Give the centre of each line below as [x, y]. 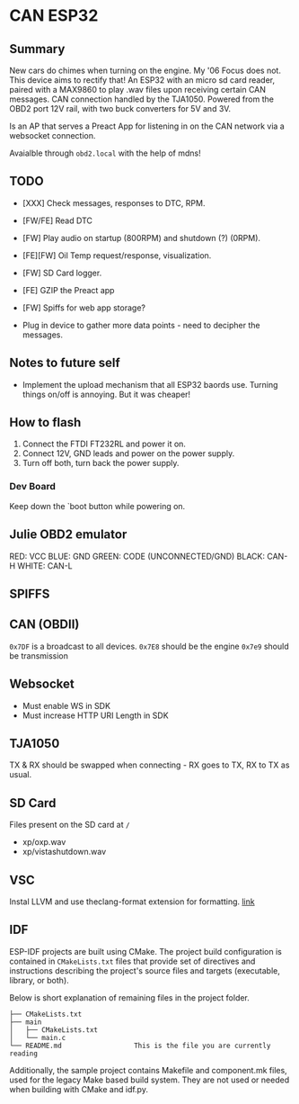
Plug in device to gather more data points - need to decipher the [141, 325]
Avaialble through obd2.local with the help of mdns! [105, 153]
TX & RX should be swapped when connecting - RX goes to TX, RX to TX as [149, 765]
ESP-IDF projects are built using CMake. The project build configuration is [146, 951]
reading [24, 1054]
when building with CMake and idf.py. [79, 1089]
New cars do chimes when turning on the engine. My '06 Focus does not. [145, 70]
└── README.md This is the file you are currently [140, 1046]
